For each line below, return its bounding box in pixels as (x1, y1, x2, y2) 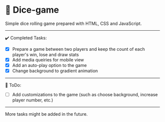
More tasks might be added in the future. (5, 111, 88, 117)
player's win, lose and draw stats (12, 52, 79, 58)
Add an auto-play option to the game (12, 62, 87, 68)
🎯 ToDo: (5, 82, 21, 88)
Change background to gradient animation (12, 68, 98, 74)
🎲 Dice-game (5, 4, 59, 16)
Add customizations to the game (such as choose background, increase (12, 92, 158, 98)
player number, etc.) (12, 97, 54, 103)
